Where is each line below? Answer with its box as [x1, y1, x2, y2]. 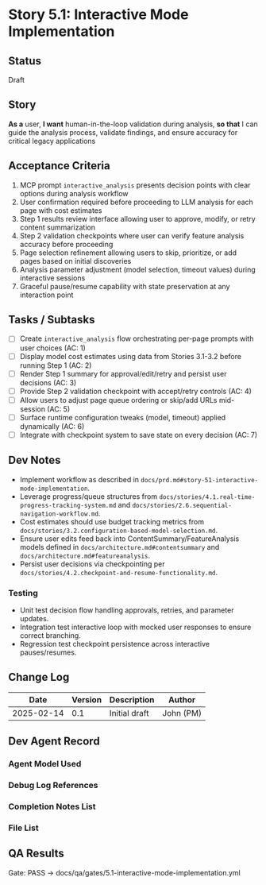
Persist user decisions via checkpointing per [19, 558, 165, 569]
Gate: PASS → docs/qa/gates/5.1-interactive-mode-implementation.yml [8, 868, 241, 877]
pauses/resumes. [19, 647, 77, 657]
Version [71, 694, 102, 705]
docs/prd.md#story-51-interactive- [141, 476, 259, 484]
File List [8, 822, 39, 833]
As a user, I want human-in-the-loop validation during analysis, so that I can [8, 119, 258, 129]
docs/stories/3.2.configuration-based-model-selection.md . [19, 525, 218, 535]
